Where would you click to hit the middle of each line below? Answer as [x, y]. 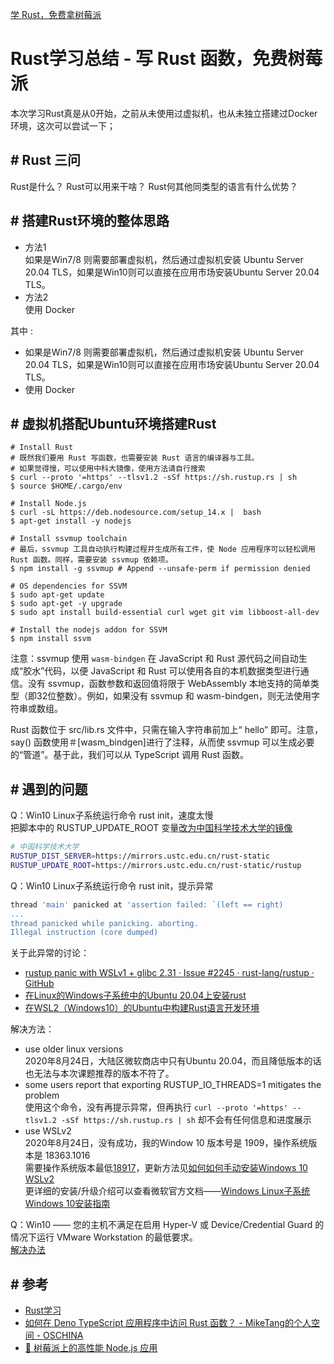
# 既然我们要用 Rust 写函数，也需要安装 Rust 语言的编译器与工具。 [135, 458]
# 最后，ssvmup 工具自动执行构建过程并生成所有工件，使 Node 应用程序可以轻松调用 [163, 549]
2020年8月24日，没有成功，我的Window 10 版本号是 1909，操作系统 [166, 1143]
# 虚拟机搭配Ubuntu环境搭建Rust [113, 423]
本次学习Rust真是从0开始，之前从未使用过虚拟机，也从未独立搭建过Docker [164, 113]
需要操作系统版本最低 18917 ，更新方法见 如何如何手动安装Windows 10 [166, 1168]
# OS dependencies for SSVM [69, 586]
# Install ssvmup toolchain [69, 539]
